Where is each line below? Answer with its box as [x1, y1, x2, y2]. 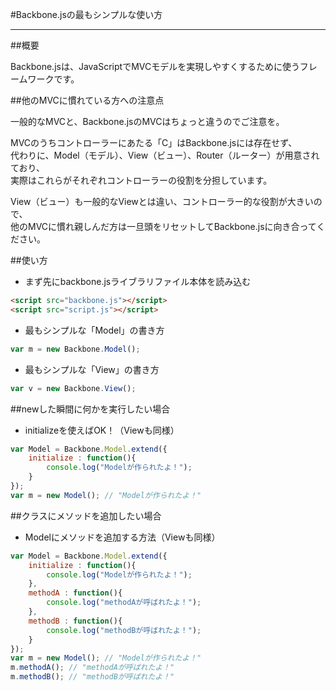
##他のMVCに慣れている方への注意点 [10, 94, 165, 106]
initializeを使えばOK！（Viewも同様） [24, 424, 180, 436]
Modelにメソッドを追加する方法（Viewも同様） [24, 531, 221, 543]
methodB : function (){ [28, 616, 123, 626]
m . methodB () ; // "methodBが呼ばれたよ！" [10, 672, 175, 682]
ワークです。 [27, 73, 80, 85]
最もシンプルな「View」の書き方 [24, 363, 160, 375]
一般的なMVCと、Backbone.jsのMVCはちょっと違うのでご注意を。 [10, 116, 285, 127]
